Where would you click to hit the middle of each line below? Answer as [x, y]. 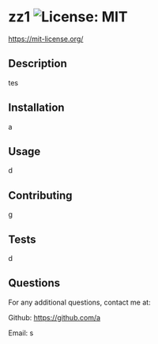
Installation [36, 108]
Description [38, 64]
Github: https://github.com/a [55, 317]
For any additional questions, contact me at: [80, 302]
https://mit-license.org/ [46, 39]
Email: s [21, 333]
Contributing [40, 195]
